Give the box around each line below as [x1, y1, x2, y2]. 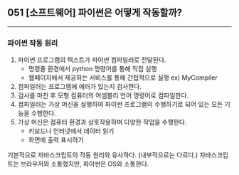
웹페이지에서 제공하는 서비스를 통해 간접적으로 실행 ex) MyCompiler [28, 73, 218, 82]
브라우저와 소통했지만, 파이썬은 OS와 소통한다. [20, 159, 149, 169]
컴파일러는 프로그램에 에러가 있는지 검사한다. [17, 83, 142, 91]
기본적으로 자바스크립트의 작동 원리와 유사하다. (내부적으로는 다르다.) [7, 151, 198, 159]
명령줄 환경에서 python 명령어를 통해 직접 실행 [28, 65, 158, 73]
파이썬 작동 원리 [7, 38, 58, 48]
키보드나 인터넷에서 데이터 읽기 [28, 127, 115, 135]
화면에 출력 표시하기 [28, 136, 84, 144]
